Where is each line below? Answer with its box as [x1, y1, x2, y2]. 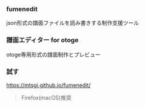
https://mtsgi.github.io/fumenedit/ [6, 81, 91, 89]
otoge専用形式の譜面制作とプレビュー [6, 51, 101, 58]
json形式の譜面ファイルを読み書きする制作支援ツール [6, 19, 140, 27]
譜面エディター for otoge [6, 36, 79, 44]
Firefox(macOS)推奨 [21, 94, 72, 101]
